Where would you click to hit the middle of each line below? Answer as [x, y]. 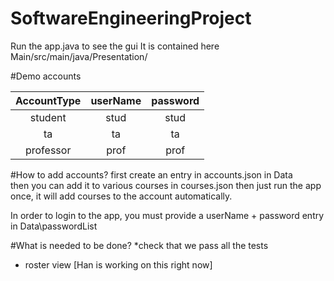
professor [48, 150]
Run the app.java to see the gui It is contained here [115, 46]
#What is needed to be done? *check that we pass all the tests [139, 245]
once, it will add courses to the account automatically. [121, 196]
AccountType [48, 100]
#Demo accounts [46, 76]
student [48, 117]
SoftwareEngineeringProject [131, 18]
